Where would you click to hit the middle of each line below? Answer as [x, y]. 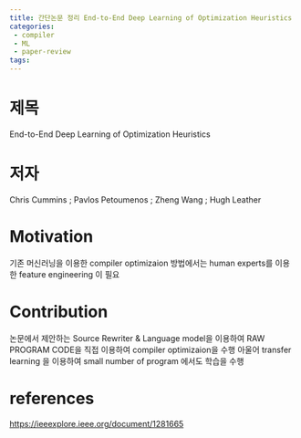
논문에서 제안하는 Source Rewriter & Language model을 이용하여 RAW [137, 338]
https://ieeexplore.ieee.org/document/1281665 [97, 423]
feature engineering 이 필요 [69, 274]
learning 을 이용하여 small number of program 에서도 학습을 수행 [127, 360]
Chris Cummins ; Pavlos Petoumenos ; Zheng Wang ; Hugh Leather [135, 199]
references [52, 398]
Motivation [52, 237]
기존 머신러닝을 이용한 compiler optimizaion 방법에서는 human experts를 [141, 263]
